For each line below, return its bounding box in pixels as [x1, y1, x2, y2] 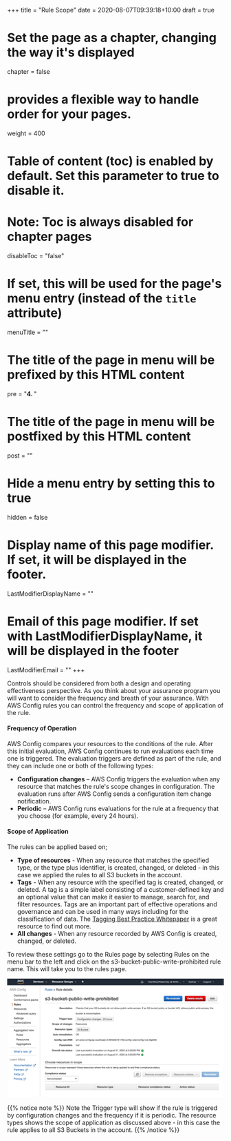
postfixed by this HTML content [7, 429, 191, 445]
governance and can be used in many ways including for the [16, 908, 189, 916]
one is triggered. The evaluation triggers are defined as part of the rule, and [7, 754, 221, 762]
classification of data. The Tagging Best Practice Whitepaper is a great [16, 915, 218, 924]
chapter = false [7, 67, 50, 75]
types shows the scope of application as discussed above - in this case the [7, 1118, 221, 1127]
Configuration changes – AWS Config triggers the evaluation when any [16, 774, 220, 783]
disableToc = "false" [7, 252, 65, 260]
